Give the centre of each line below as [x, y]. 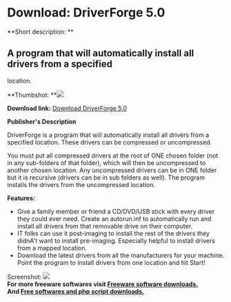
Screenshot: [24, 277]
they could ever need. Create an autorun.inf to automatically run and [114, 219]
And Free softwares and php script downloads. [76, 291]
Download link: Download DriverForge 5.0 [67, 108]
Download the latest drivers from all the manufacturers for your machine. [121, 255]
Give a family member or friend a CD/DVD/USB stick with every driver [116, 211]
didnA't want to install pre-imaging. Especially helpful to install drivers [116, 240]
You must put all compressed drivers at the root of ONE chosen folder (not [113, 155]
